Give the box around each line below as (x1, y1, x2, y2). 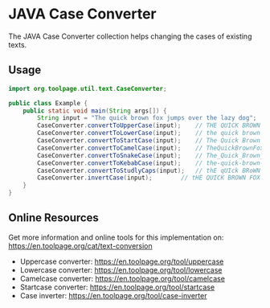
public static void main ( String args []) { (22, 106, 167, 115)
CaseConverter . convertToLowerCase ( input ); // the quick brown (37, 129, 261, 138)
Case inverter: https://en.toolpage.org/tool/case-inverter (19, 290, 207, 300)
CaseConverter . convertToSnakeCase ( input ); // (37, 151, 203, 159)
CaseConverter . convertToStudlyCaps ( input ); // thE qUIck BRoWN (37, 166, 261, 175)
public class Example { (8, 99, 88, 107)
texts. (8, 39, 27, 49)
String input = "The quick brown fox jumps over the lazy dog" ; (37, 114, 257, 122)
